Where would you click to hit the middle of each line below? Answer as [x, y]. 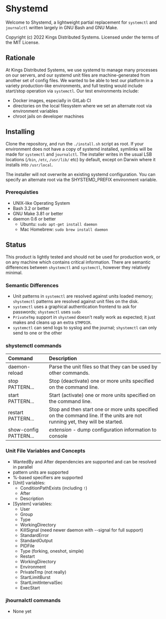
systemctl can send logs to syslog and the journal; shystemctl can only [85, 327]
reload [16, 373]
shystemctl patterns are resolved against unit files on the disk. [76, 301]
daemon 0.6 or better [34, 219]
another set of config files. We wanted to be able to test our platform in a [79, 80]
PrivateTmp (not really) [43, 572]
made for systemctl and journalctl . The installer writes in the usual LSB [79, 154]
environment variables [35, 111]
